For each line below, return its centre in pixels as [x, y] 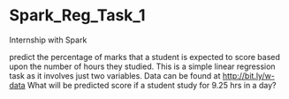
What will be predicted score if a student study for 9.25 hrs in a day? [152, 85]
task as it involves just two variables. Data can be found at [115, 75]
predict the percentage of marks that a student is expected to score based [144, 57]
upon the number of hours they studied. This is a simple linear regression [142, 66]
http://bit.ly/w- [249, 75]
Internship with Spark [48, 40]
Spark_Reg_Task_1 [77, 15]
